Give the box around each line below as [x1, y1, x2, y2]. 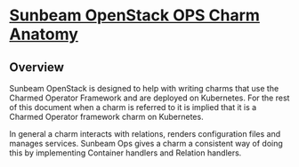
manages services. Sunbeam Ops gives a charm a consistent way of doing [9, 139, 283, 148]
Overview [9, 60, 65, 75]
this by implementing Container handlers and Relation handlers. [9, 147, 242, 158]
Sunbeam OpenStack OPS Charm [9, 5, 261, 26]
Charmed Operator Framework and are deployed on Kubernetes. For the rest [9, 92, 290, 103]
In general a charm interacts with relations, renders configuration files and [9, 129, 281, 139]
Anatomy [9, 24, 78, 44]
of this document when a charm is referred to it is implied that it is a [9, 102, 257, 112]
